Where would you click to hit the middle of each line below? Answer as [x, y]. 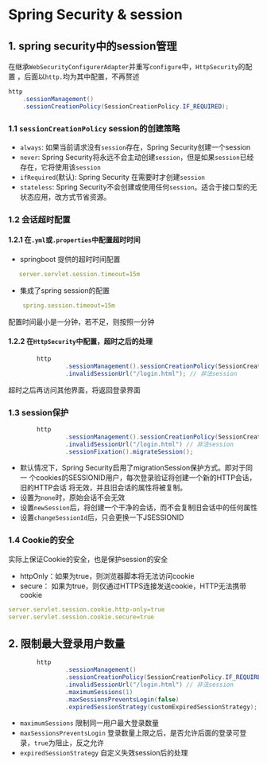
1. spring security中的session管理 [93, 46]
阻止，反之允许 [80, 743]
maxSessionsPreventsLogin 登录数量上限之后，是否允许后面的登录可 [130, 733]
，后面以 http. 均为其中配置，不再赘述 [78, 76]
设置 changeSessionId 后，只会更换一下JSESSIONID [102, 517]
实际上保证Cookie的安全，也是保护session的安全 [88, 559]
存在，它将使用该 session [60, 167]
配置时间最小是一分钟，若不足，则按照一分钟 [81, 322]
